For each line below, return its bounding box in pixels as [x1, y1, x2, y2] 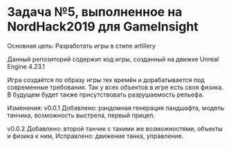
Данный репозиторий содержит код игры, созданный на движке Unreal [7, 55, 219, 63]
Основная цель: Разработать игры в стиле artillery [7, 41, 156, 50]
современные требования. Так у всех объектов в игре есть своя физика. [7, 83, 223, 91]
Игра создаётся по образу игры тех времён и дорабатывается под [7, 75, 205, 84]
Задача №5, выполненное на [7, 4, 183, 20]
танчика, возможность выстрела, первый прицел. [7, 111, 156, 119]
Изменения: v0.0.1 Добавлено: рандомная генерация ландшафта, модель [7, 104, 225, 112]
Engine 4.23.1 [7, 62, 46, 70]
